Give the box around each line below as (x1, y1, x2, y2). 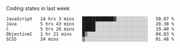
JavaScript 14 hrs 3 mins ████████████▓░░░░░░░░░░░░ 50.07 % (6, 16, 175, 22)
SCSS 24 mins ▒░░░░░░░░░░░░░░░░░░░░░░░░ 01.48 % (6, 36, 175, 42)
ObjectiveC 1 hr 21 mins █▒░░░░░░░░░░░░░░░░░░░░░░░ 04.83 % (6, 31, 175, 37)
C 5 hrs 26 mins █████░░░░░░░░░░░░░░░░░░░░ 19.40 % (6, 26, 175, 32)
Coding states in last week (6, 5, 70, 12)
